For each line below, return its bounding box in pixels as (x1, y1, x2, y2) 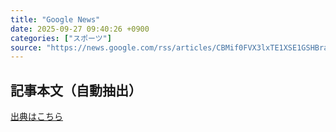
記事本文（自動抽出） (10, 82, 142, 99)
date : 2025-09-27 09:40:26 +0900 (10, 24, 150, 34)
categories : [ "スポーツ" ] (10, 33, 112, 43)
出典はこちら (10, 111, 63, 123)
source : (10, 42, 43, 53)
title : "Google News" (10, 14, 101, 25)
